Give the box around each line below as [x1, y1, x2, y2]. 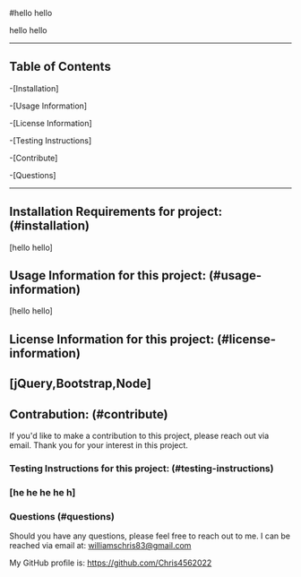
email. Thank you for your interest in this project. [9, 440, 188, 451]
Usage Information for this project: [9, 268, 207, 283]
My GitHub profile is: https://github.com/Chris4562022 [9, 557, 212, 568]
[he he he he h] [9, 486, 76, 498]
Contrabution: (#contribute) [9, 407, 168, 422]
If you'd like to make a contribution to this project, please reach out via [9, 430, 270, 442]
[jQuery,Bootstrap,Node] [9, 376, 152, 392]
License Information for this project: [9, 332, 215, 347]
